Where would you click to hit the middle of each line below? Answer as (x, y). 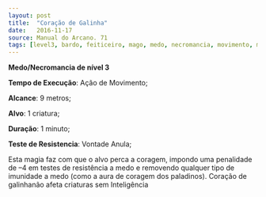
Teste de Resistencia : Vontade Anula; (70, 144)
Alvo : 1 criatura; (34, 114)
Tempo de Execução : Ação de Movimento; (78, 83)
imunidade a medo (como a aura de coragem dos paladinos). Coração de (127, 176)
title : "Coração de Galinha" (58, 23)
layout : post (30, 15)
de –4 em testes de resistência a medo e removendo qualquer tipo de (122, 168)
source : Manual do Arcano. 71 (58, 38)
